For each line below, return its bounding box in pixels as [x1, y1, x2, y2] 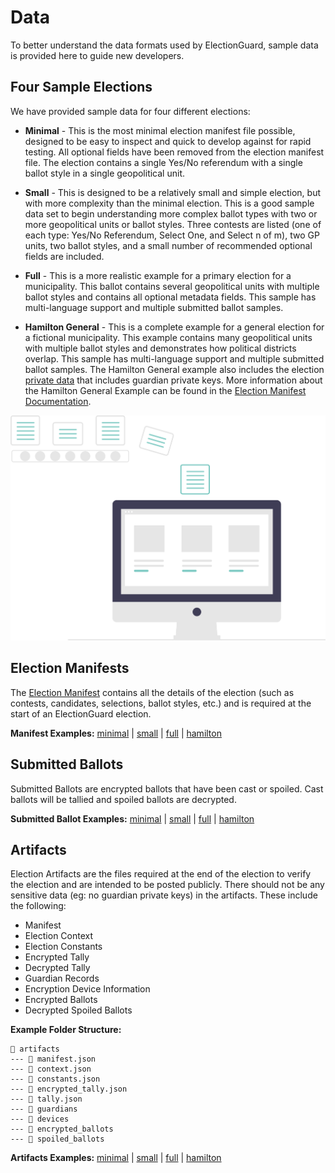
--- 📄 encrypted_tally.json [10, 1084, 128, 1095]
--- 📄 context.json [10, 1064, 92, 1075]
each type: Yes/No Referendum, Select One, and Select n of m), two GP [24, 229, 320, 241]
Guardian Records [24, 972, 100, 985]
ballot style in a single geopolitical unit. [24, 167, 185, 179]
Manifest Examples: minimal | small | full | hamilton [10, 727, 222, 739]
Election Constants [24, 941, 103, 953]
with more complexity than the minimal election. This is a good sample [24, 197, 315, 209]
